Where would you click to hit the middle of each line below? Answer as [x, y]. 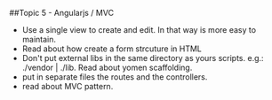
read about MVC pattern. [68, 86]
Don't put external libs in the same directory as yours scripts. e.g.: [143, 58]
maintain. [39, 39]
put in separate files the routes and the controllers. [115, 77]
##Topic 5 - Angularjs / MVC [61, 13]
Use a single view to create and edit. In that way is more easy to [139, 30]
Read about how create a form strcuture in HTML [112, 49]
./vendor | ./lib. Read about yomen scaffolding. [107, 67]
